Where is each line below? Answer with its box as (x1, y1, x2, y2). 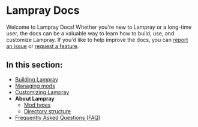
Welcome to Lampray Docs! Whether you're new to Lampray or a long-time (6, 23, 192, 31)
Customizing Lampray (14, 88, 70, 96)
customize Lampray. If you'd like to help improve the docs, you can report (6, 36, 188, 43)
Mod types (23, 101, 51, 108)
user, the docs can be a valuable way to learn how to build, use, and (6, 29, 175, 37)
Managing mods (14, 82, 55, 89)
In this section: (6, 60, 63, 70)
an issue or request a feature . (6, 43, 79, 50)
